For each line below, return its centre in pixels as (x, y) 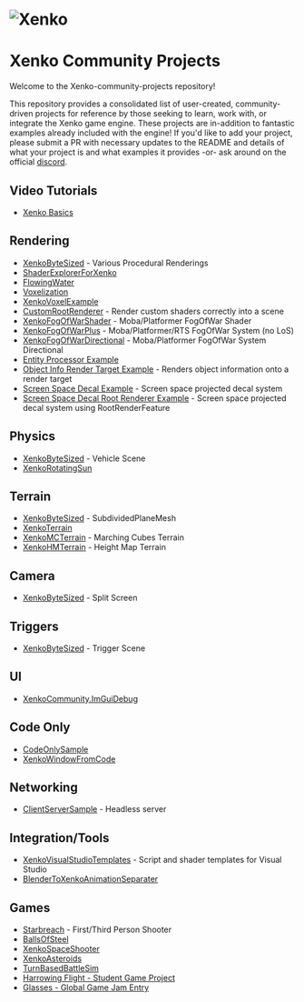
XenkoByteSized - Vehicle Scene (84, 458)
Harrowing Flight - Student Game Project (98, 978)
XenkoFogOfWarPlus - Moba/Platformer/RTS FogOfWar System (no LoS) (158, 330)
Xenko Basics (48, 212)
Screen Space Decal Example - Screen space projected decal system (152, 388)
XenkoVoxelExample (60, 301)
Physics (33, 436)
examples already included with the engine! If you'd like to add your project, (151, 133)
